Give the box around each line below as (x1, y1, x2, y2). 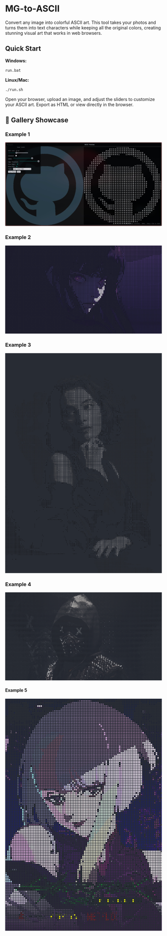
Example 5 (5, 687, 27, 693)
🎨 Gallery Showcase (5, 115, 69, 124)
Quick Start (5, 44, 41, 53)
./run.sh (5, 87, 23, 92)
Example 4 (5, 581, 31, 588)
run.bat (5, 68, 21, 73)
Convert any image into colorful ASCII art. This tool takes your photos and (5, 19, 157, 25)
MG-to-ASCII (5, 3, 60, 14)
